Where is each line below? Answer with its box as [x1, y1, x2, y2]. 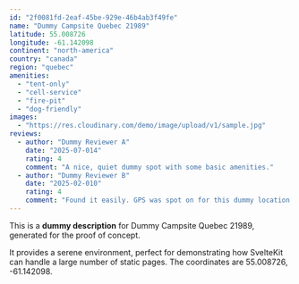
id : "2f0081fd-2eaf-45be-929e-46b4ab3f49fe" [9, 13, 178, 22]
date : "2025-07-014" [25, 146, 102, 155]
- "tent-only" [17, 79, 70, 88]
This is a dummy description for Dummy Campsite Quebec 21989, [9, 220, 255, 230]
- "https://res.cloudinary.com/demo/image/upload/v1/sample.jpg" [17, 121, 267, 130]
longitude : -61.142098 [9, 38, 94, 47]
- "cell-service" [17, 88, 82, 96]
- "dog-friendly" [17, 104, 82, 113]
